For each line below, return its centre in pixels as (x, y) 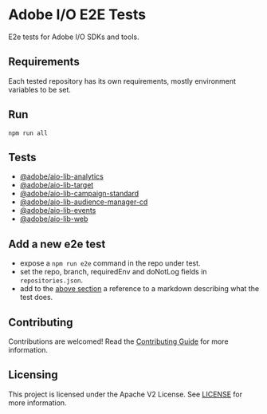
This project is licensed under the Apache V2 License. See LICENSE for (126, 394)
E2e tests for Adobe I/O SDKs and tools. (74, 37)
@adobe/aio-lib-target (57, 185)
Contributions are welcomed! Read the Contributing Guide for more (118, 341)
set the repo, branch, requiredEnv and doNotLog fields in (113, 272)
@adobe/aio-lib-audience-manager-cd (84, 202)
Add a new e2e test (57, 244)
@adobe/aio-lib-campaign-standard (79, 194)
